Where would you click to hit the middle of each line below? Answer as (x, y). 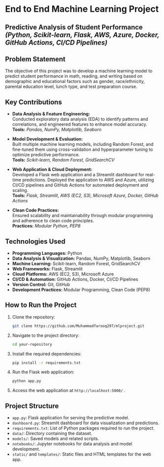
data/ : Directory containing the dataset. (52, 434)
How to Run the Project (41, 305)
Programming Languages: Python (47, 253)
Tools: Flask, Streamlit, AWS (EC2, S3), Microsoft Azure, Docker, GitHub (85, 195)
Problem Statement (35, 59)
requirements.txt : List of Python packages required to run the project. (83, 428)
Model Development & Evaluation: (48, 139)
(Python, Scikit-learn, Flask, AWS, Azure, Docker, (82, 35)
